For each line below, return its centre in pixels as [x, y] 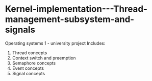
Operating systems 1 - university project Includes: [55, 43]
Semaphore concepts [34, 63]
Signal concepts [28, 73]
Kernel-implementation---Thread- [76, 9]
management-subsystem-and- [70, 19]
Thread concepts [30, 53]
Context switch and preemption [44, 58]
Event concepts [28, 68]
